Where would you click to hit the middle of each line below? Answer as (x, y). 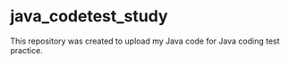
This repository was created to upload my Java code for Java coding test (145, 41)
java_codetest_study (89, 16)
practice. (26, 50)
